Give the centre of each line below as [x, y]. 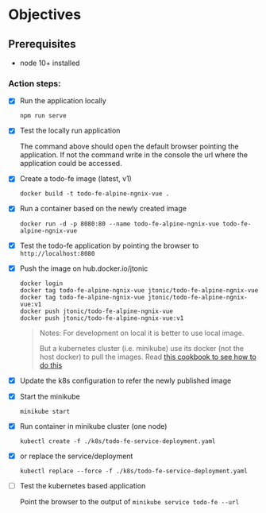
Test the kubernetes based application [83, 485]
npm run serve [43, 116]
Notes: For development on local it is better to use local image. [142, 333]
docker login [41, 283]
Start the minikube [50, 396]
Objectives [45, 15]
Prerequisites [42, 44]
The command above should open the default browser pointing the [129, 147]
